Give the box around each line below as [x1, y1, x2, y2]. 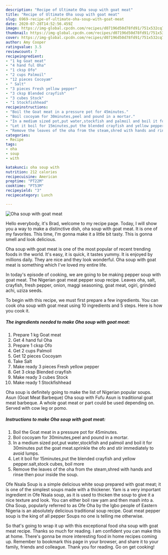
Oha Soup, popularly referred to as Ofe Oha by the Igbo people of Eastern [5, 502, 158, 508]
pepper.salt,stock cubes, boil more [12, 461, 84, 467]
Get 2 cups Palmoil [12, 347, 52, 353]
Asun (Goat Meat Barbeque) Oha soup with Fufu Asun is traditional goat [5, 394, 154, 400]
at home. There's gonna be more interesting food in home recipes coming [5, 533, 158, 539]
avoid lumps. [12, 450, 39, 456]
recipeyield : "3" [5, 188, 42, 193]
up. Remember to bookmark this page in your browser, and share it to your [5, 539, 159, 545]
